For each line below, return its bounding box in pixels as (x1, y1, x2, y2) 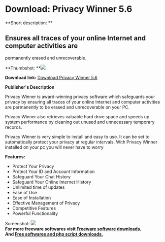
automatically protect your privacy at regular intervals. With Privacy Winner (5, 139, 158, 145)
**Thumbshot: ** (5, 65, 41, 71)
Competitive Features (12, 205, 56, 211)
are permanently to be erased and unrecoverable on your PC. (5, 104, 130, 110)
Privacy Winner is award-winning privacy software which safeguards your (5, 94, 155, 100)
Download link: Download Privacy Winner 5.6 (5, 74, 98, 80)
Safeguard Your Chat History (12, 173, 71, 179)
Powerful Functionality (12, 210, 58, 216)
